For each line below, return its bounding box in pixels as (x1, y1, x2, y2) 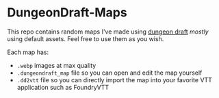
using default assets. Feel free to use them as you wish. (7, 34, 164, 42)
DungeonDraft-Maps (7, 5, 128, 21)
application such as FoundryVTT (16, 83, 109, 91)
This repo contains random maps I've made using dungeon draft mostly (7, 27, 209, 36)
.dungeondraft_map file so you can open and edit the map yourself (16, 69, 203, 77)
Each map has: (7, 48, 49, 56)
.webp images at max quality (16, 61, 96, 69)
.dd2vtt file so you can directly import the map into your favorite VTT (16, 75, 212, 84)
